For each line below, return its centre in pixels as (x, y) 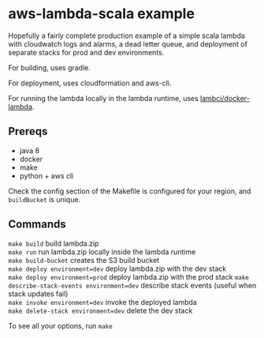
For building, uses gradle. (49, 67)
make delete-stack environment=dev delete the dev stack (100, 310)
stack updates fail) (38, 294)
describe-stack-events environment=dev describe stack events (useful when (132, 285)
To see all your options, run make (60, 325)
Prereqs (28, 131)
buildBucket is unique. (45, 199)
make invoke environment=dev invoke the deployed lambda (102, 302)
